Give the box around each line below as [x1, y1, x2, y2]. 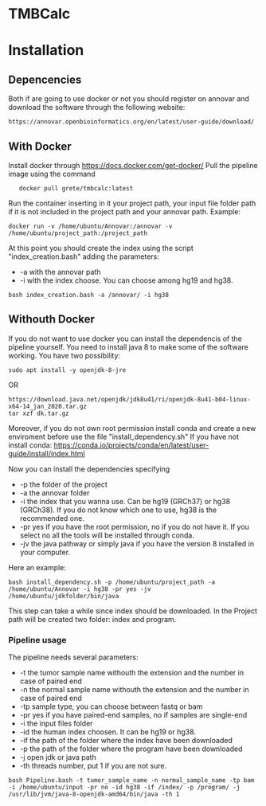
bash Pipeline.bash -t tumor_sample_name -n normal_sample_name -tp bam [8, 777, 255, 784]
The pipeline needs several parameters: [8, 652, 139, 662]
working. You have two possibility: [8, 350, 121, 360]
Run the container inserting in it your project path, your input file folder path [8, 198, 256, 208]
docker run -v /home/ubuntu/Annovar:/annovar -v [8, 222, 173, 230]
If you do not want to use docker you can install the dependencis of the [8, 334, 243, 343]
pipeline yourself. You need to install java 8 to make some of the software [8, 342, 248, 351]
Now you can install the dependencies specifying [8, 464, 170, 474]
